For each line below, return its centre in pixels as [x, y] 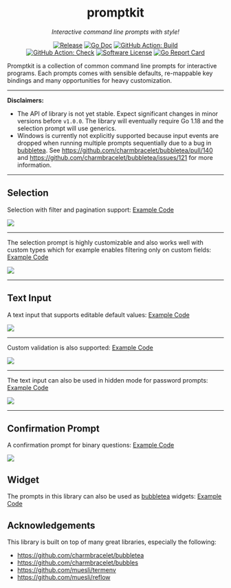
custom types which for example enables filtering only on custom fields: [109, 250]
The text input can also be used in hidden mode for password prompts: [108, 380]
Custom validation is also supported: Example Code [80, 347]
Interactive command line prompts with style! [115, 32]
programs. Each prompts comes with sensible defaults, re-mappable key [110, 73]
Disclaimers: [26, 100]
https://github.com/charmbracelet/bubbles [78, 562]
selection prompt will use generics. [67, 128]
